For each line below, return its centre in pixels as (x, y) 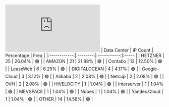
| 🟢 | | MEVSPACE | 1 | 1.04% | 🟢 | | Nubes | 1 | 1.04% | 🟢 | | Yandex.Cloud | (84, 91)
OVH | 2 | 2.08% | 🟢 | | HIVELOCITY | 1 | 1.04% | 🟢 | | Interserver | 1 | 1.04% (84, 84)
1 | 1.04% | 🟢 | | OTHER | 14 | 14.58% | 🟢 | (49, 99)
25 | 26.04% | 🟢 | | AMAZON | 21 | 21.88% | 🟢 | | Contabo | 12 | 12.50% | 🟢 (84, 61)
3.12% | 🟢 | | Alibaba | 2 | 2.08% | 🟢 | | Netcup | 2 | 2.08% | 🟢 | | (96, 76)
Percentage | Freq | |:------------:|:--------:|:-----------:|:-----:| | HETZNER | (85, 56)
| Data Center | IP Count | (127, 50)
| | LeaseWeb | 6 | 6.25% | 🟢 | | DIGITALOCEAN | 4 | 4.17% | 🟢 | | (73, 69)
